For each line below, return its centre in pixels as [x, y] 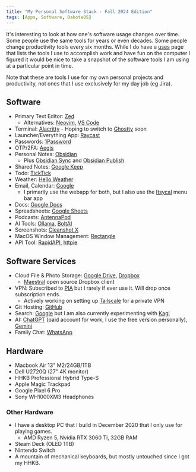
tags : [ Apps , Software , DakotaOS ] [49, 17]
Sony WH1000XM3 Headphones [54, 397]
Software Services [41, 261]
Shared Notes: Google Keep [49, 167]
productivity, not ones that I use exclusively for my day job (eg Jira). [89, 83]
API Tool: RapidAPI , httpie [46, 243]
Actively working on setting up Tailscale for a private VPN [94, 301]
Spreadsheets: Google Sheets [51, 211]
